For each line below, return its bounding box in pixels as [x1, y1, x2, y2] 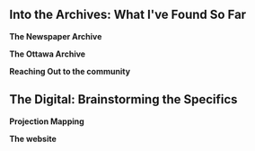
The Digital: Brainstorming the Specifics [9, 92, 238, 107]
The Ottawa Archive [9, 49, 86, 59]
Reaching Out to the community [9, 66, 131, 76]
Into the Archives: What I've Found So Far [9, 7, 247, 22]
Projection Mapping [9, 116, 85, 127]
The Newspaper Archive [9, 31, 102, 41]
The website [9, 133, 57, 144]
